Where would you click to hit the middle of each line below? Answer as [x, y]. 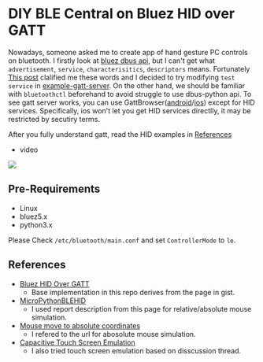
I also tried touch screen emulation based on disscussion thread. [136, 350]
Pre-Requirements [54, 189]
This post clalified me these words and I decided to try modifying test [122, 77]
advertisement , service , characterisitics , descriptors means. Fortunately [129, 68]
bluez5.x [33, 216]
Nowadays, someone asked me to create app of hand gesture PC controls [128, 52]
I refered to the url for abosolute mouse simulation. [113, 334]
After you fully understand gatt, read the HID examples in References [120, 134]
